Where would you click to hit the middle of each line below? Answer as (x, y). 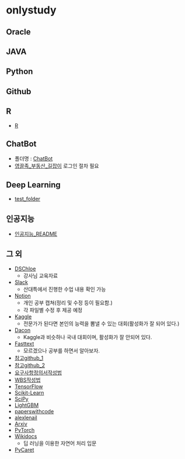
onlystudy (31, 10)
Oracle (18, 32)
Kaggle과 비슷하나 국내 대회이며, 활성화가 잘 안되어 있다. (88, 337)
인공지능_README (36, 234)
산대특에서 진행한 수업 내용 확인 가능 (64, 289)
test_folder (27, 199)
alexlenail (26, 417)
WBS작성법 (27, 380)
